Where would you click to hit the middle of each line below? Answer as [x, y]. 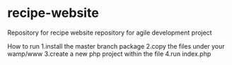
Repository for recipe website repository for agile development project [110, 32]
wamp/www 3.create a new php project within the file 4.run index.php [109, 54]
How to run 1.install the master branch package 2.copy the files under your [116, 46]
